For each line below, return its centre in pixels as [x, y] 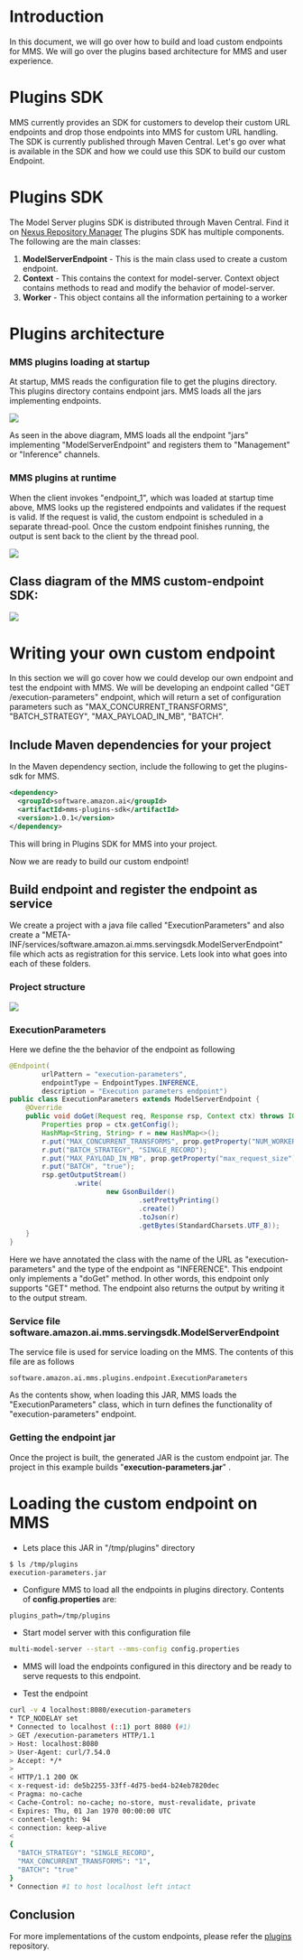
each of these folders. [50, 964]
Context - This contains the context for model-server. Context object [151, 278]
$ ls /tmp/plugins [44, 1564]
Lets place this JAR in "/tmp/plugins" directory [109, 1547]
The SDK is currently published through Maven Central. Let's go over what [147, 141]
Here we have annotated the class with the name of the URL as [126, 1260]
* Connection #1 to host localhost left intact [101, 1886]
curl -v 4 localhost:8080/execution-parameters [101, 1710]
